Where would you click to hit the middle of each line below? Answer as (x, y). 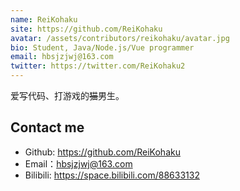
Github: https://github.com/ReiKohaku (102, 152)
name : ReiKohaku (44, 19)
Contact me (47, 127)
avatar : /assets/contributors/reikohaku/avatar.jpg (120, 38)
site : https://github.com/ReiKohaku (86, 29)
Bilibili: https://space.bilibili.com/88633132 (112, 175)
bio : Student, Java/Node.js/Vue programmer (102, 47)
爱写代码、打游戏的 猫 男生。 (67, 95)
